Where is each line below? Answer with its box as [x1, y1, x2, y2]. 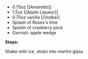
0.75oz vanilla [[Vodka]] [12, 15, 60, 20]
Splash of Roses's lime [12, 19, 58, 25]
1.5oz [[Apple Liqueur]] [12, 9, 58, 15]
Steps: [5, 39, 18, 45]
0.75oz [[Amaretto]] [12, 4, 52, 10]
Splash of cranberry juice [12, 25, 63, 30]
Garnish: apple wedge [12, 30, 57, 35]
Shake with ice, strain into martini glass [5, 48, 84, 54]
